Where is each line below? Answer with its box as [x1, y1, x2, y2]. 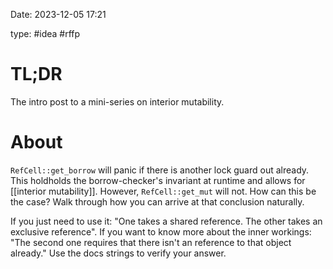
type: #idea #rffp [10, 28, 81, 39]
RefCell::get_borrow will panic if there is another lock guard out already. [10, 164, 310, 176]
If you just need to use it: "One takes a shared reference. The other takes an [10, 215, 323, 227]
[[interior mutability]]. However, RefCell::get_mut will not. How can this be [10, 185, 317, 197]
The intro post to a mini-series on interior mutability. [10, 95, 225, 108]
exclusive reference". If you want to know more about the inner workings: [10, 225, 312, 238]
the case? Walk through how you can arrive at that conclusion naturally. [10, 195, 305, 208]
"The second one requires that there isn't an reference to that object [10, 236, 292, 248]
